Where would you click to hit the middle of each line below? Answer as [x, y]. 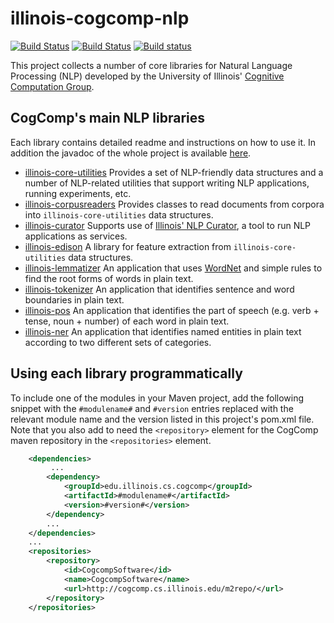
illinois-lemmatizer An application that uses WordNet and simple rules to [173, 268]
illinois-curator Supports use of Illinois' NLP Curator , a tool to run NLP [168, 225]
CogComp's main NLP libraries [108, 118]
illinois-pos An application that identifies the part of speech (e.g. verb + [172, 310]
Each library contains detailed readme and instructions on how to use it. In [163, 142]
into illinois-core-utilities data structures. [119, 214]
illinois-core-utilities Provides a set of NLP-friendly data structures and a [174, 172]
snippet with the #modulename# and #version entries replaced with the [152, 408]
